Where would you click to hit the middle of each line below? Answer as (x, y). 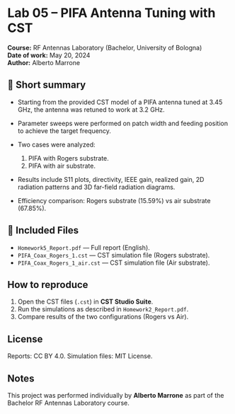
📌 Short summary (47, 85)
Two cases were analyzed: (56, 144)
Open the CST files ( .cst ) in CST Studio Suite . (85, 301)
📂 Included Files (43, 230)
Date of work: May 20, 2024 (49, 55)
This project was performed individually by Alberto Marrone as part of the (116, 395)
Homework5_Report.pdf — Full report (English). (84, 247)
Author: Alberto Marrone (44, 62)
